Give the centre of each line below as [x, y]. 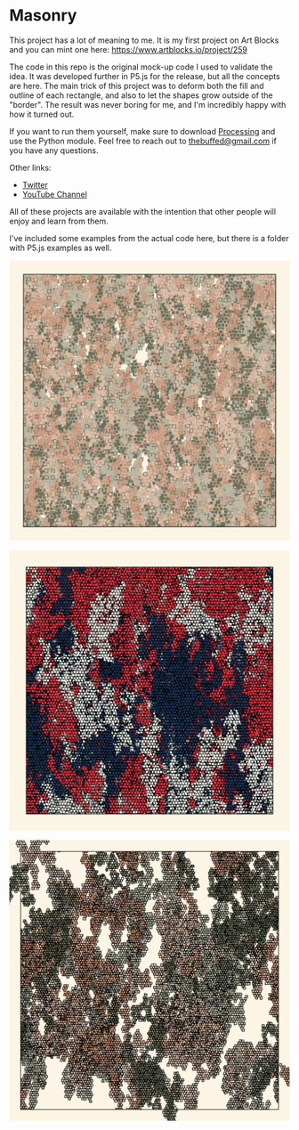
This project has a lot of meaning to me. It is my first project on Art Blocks [144, 40]
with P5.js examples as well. [61, 248]
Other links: [30, 167]
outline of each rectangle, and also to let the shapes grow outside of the [141, 95]
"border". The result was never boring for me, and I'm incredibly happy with [148, 104]
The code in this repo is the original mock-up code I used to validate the [141, 67]
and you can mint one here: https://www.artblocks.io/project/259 [128, 49]
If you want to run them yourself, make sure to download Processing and [142, 131]
